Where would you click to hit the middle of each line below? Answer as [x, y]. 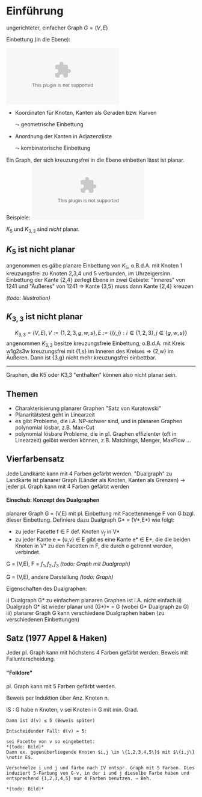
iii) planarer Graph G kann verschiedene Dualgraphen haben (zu [85, 613]
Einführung [35, 11]
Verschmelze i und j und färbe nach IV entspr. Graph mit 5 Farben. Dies [101, 768]
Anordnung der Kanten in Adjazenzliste [63, 136]
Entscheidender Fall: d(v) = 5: [47, 731]
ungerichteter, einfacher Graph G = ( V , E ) [57, 28]
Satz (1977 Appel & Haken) [57, 638]
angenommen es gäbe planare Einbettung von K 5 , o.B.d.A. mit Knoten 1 [94, 266]
